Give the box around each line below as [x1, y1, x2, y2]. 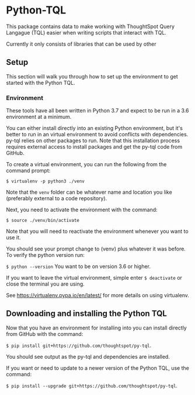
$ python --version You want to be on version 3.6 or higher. [6, 263, 151, 270]
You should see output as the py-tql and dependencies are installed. [6, 353, 170, 360]
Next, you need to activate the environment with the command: [6, 206, 158, 214]
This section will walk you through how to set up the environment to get [6, 73, 178, 80]
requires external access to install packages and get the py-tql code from [6, 143, 183, 150]
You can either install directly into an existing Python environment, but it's [6, 125, 183, 132]
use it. [6, 234, 21, 241]
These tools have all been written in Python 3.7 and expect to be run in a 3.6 [6, 107, 189, 114]
